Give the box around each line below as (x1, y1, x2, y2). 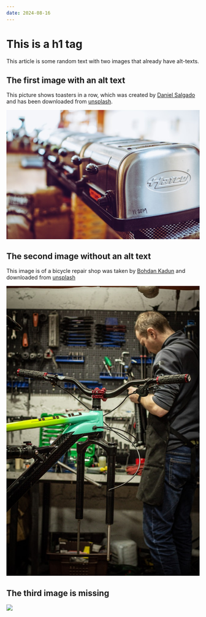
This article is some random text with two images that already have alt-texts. (6, 57, 199, 64)
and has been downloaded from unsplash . (6, 98, 113, 105)
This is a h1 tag (6, 37, 83, 51)
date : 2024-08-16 (6, 10, 51, 16)
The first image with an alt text (6, 75, 126, 85)
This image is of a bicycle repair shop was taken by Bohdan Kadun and (6, 267, 186, 275)
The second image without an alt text (6, 251, 151, 262)
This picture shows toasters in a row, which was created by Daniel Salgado (6, 91, 196, 99)
